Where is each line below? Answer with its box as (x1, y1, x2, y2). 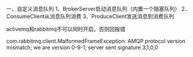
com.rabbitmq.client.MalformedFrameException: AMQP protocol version (6, 38, 186, 44)
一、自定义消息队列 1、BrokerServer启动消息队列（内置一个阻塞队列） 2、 (6, 5, 191, 12)
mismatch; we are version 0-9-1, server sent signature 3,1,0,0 (6, 44, 159, 51)
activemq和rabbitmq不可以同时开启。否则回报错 (6, 26, 125, 32)
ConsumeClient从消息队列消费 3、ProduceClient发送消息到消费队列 (6, 13, 174, 20)
